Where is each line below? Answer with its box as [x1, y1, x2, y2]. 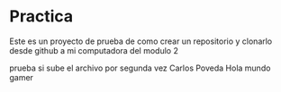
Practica [9, 6, 74, 27]
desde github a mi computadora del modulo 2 [9, 45, 178, 55]
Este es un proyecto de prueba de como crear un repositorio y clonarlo [9, 36, 273, 46]
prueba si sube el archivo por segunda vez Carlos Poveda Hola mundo [9, 63, 271, 73]
